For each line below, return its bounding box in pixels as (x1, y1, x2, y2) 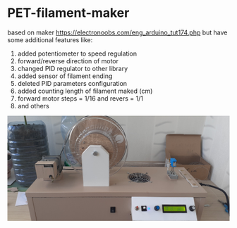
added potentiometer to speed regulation (17, 49, 138, 58)
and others (17, 101, 49, 110)
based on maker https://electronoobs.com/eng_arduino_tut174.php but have (7, 28, 228, 37)
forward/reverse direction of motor (17, 56, 119, 65)
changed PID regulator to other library (17, 64, 128, 72)
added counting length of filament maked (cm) (17, 87, 153, 95)
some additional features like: (7, 35, 93, 44)
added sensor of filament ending (17, 72, 113, 80)
